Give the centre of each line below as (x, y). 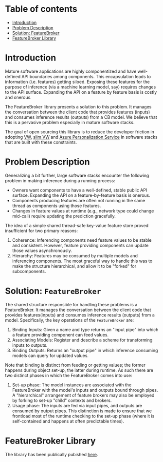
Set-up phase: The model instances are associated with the (72, 385)
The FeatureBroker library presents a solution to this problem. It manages (78, 106)
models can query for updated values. (50, 356)
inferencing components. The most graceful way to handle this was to (82, 261)
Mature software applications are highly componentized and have (71, 71)
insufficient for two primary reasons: (42, 231)
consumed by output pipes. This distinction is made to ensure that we (82, 411)
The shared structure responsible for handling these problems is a (71, 304)
